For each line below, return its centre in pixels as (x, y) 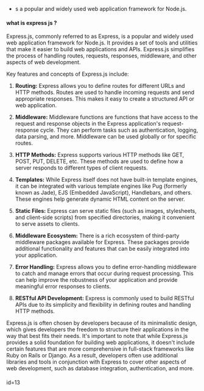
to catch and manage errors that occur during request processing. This (104, 273)
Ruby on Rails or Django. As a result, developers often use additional (92, 356)
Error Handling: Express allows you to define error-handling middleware (106, 267)
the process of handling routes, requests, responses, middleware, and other (101, 56)
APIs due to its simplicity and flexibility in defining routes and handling (103, 305)
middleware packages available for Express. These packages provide (102, 242)
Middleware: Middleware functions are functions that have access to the (107, 117)
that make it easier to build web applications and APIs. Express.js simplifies (100, 49)
